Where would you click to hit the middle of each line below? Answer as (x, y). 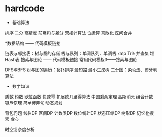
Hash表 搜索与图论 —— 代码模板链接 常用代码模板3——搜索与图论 (71, 59)
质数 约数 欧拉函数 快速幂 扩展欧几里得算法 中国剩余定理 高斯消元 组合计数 (79, 96)
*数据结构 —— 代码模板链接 (33, 43)
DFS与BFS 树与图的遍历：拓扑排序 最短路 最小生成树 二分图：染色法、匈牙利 (81, 70)
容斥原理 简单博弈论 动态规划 (34, 103)
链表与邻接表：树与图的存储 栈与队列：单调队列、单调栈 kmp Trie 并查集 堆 (80, 53)
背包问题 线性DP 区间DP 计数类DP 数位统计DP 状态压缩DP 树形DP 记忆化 (77, 113)
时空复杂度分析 (20, 129)
